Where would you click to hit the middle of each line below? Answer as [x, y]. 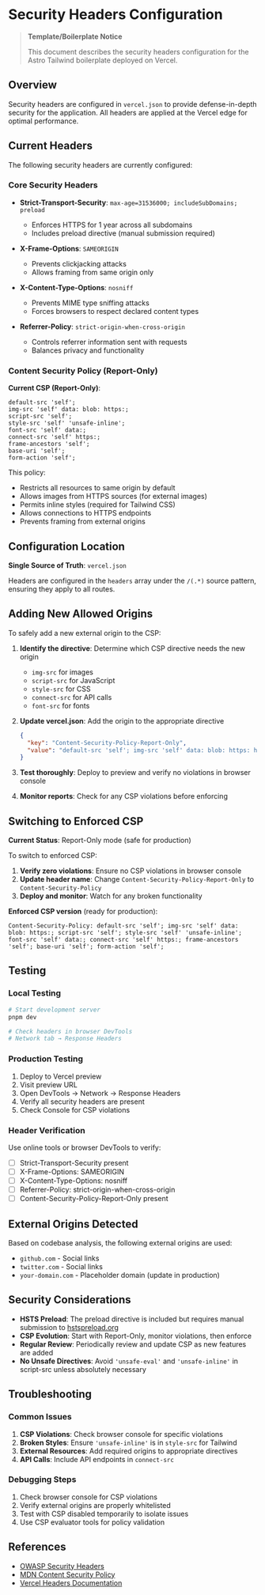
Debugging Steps [42, 1480]
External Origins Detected [73, 1224]
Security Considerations [70, 1300]
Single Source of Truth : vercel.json [67, 565]
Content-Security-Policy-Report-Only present [94, 1199]
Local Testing [35, 993]
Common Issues [40, 1417]
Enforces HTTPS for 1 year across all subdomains [112, 225]
